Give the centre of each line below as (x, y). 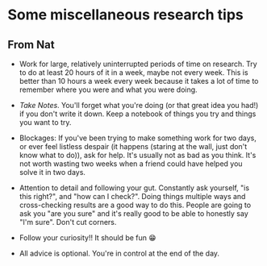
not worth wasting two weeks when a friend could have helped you (131, 164)
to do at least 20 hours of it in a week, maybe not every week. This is (133, 73)
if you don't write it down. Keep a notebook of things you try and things (138, 114)
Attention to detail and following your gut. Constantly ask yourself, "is (134, 188)
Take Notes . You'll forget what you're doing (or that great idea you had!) (139, 105)
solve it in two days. (52, 172)
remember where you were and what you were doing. (108, 89)
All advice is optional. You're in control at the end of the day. (119, 253)
